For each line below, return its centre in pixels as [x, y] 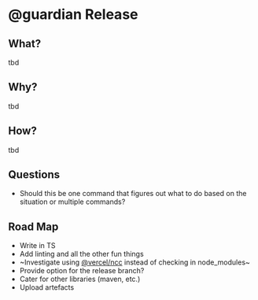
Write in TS [38, 246]
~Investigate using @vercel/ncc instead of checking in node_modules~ [135, 262]
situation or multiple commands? [72, 202]
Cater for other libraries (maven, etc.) [80, 279]
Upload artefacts [47, 287]
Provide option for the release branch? [82, 271]
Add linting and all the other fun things [81, 254]
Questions [34, 175]
